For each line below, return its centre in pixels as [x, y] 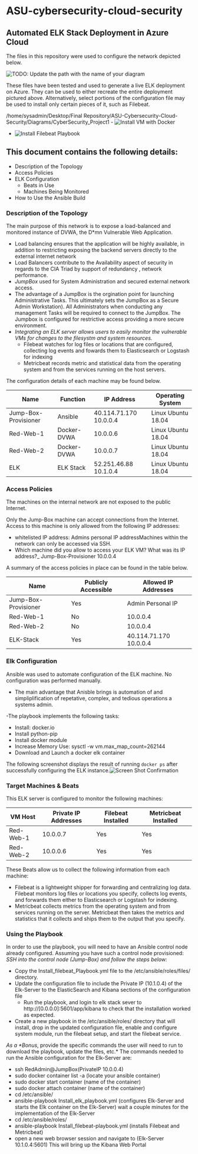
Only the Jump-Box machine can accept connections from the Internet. [93, 520]
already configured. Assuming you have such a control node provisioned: [95, 953]
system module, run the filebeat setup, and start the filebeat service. [98, 1034]
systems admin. [34, 704]
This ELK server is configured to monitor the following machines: [85, 798]
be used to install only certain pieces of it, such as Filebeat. [78, 104]
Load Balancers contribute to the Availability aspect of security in [94, 263]
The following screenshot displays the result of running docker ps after [92, 764]
